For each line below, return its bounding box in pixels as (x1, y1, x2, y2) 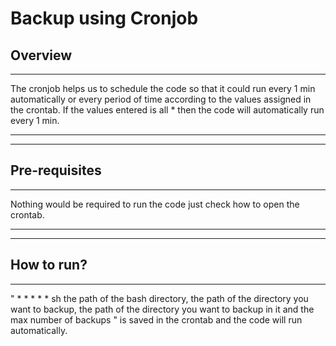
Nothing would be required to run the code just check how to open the (10, 198, 300, 210)
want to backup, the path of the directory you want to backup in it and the (10, 303, 315, 315)
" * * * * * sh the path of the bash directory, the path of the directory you (10, 292, 309, 304)
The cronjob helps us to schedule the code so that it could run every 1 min (10, 83, 316, 94)
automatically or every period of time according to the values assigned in (10, 93, 312, 105)
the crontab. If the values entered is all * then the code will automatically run (10, 104, 325, 116)
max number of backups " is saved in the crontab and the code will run (10, 313, 303, 326)
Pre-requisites (10, 162, 102, 179)
